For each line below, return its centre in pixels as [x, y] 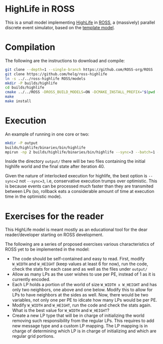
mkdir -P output [21, 143]
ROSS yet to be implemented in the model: [47, 249]
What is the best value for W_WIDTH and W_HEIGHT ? [61, 310]
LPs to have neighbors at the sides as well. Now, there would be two [80, 295]
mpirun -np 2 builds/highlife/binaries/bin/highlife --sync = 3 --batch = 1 [80, 152]
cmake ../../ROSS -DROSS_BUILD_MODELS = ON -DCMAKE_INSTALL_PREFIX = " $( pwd [80, 92]
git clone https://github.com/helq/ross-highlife [56, 74]
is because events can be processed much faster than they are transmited [79, 186]
